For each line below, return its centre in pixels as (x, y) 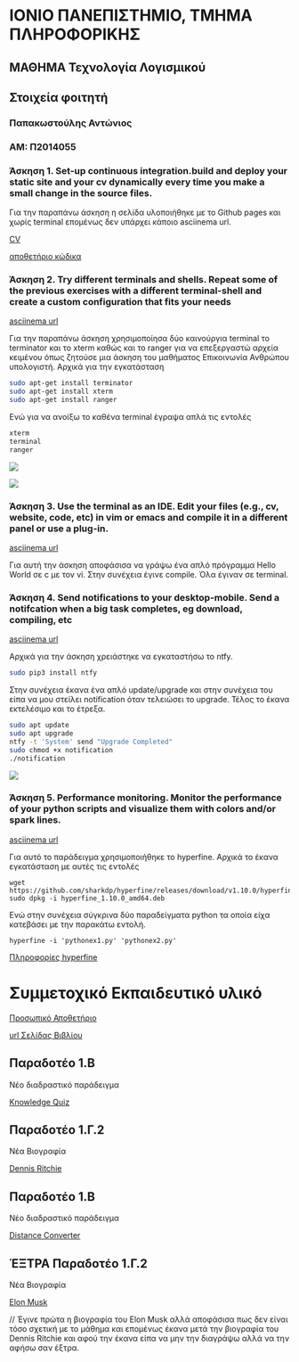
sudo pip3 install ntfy (53, 673)
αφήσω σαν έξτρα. (44, 1348)
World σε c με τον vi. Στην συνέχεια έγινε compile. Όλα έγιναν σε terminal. (149, 574)
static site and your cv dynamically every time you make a (137, 182)
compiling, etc (41, 619)
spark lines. (35, 820)
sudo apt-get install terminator (71, 383)
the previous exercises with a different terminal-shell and (136, 291)
